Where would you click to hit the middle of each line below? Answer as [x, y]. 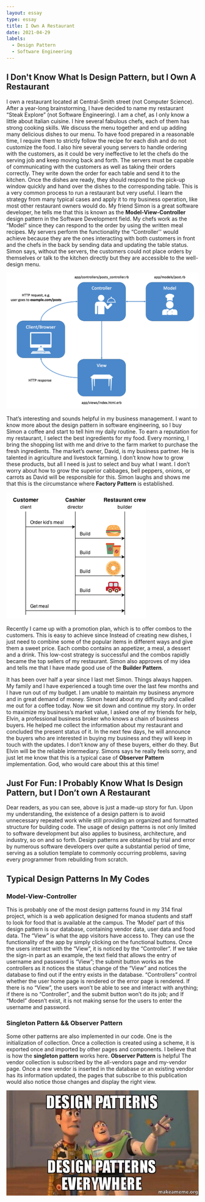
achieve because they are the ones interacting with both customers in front [101, 238]
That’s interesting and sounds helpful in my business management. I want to [102, 418]
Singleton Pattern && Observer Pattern [65, 1023]
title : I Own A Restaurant [41, 26]
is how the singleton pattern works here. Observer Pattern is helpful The [99, 1056]
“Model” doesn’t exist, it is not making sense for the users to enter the [94, 1001]
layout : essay [24, 13]
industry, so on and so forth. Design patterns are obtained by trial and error [101, 840]
